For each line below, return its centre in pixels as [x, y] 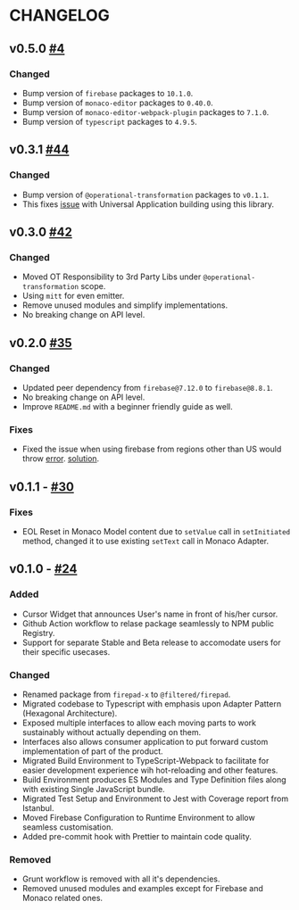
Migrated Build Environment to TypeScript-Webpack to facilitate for [145, 760]
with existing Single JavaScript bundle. [93, 789]
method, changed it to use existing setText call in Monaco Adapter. [145, 541]
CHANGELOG [59, 16]
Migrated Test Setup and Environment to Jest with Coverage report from [155, 798]
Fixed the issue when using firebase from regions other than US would [152, 449]
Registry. [38, 633]
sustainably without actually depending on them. [112, 732]
